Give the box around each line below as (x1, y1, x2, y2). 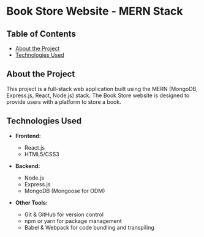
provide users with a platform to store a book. (6, 98, 121, 105)
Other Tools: (15, 199, 48, 206)
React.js (24, 144, 45, 151)
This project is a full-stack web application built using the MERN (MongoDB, (6, 85, 198, 92)
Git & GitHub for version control (24, 211, 104, 218)
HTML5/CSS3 (24, 150, 59, 158)
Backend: (15, 162, 40, 169)
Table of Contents (6, 29, 77, 39)
